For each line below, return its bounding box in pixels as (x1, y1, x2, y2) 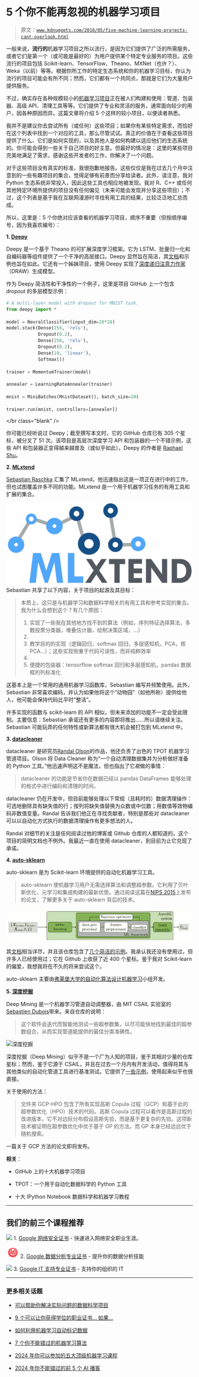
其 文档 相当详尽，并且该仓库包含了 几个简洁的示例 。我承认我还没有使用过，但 (6, 948, 193, 955)
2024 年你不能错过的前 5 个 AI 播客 (14, 1365, 101, 1372)
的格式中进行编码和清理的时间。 (20, 783, 99, 790)
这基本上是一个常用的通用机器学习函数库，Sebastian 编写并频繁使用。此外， (6, 681, 193, 688)
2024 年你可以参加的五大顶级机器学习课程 (14, 1352, 118, 1359)
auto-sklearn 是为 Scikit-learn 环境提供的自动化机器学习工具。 (6, 869, 158, 876)
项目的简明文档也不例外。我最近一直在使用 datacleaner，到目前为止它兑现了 (6, 837, 192, 844)
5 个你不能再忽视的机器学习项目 (6, 5, 161, 19)
